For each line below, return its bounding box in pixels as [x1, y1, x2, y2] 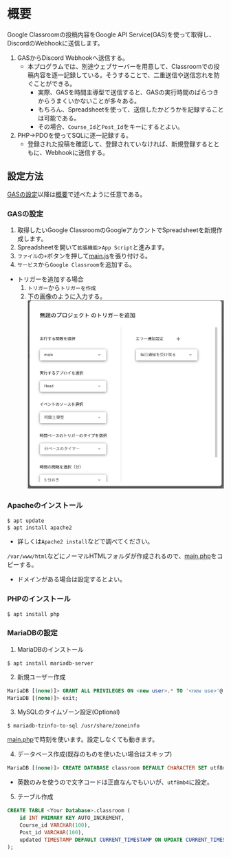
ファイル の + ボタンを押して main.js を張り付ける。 [16, 252, 151, 260]
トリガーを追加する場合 [16, 275, 84, 283]
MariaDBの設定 [7, 628, 58, 638]
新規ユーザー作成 [16, 672, 66, 681]
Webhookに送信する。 [45, 148, 109, 156]
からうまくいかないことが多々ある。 [37, 96, 141, 105]
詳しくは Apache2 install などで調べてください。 [16, 537, 153, 546]
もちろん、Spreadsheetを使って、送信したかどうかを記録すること [37, 105, 224, 114]
